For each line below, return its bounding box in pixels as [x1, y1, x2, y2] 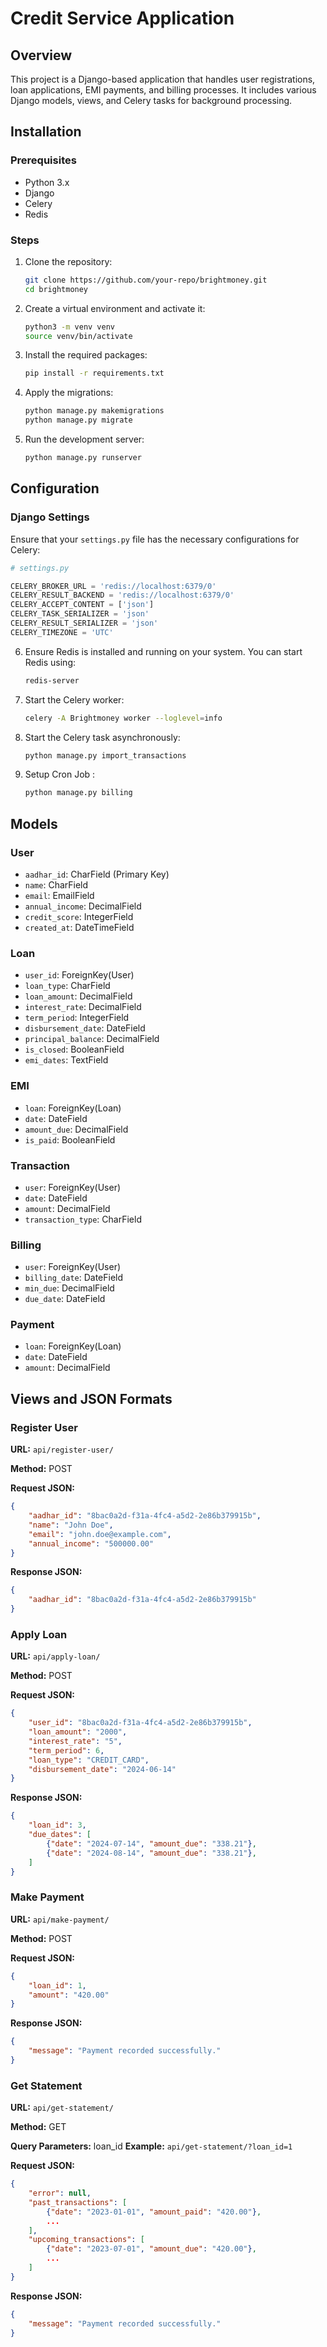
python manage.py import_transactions [24, 750, 187, 761]
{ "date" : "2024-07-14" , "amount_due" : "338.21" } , [46, 1838, 257, 1849]
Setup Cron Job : [24, 768, 96, 781]
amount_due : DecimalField [24, 1123, 129, 1135]
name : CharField [24, 878, 89, 891]
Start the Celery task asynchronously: [24, 731, 181, 743]
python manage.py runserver [24, 453, 142, 463]
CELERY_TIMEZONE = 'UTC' [10, 627, 114, 637]
